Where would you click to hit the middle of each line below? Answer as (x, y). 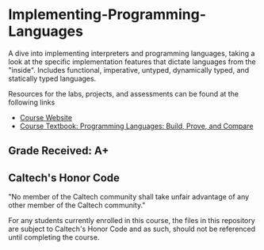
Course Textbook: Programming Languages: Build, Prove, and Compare (136, 126)
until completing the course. (54, 237)
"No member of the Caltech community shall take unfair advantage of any (129, 197)
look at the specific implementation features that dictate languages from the (132, 62)
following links (32, 102)
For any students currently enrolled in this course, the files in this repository (132, 221)
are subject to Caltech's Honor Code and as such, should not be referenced (132, 229)
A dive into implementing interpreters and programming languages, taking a (132, 53)
